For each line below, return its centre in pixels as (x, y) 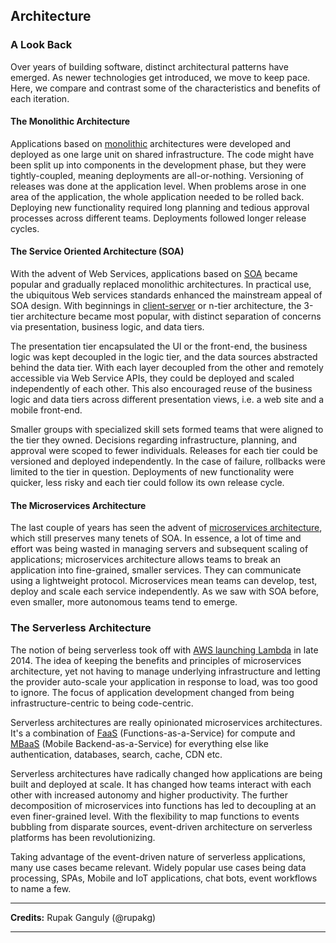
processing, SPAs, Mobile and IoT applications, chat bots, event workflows (164, 878)
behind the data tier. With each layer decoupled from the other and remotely (167, 368)
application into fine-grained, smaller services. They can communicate (156, 570)
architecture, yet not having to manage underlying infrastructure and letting (165, 671)
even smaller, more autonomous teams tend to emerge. (124, 602)
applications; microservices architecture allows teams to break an (146, 560)
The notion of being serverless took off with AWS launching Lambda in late (164, 650)
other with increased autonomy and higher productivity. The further (149, 795)
